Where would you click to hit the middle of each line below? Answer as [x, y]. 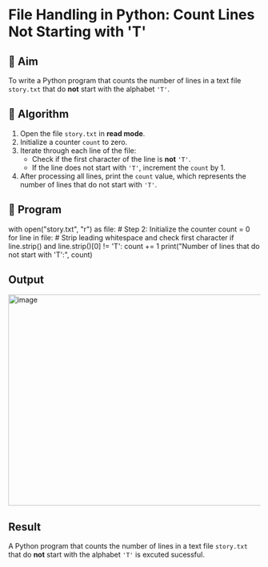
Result [25, 527]
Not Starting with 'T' [77, 32]
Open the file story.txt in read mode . [82, 133]
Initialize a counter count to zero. [74, 142]
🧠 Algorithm [39, 114]
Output [26, 280]
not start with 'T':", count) [51, 255]
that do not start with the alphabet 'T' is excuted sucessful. [107, 555]
